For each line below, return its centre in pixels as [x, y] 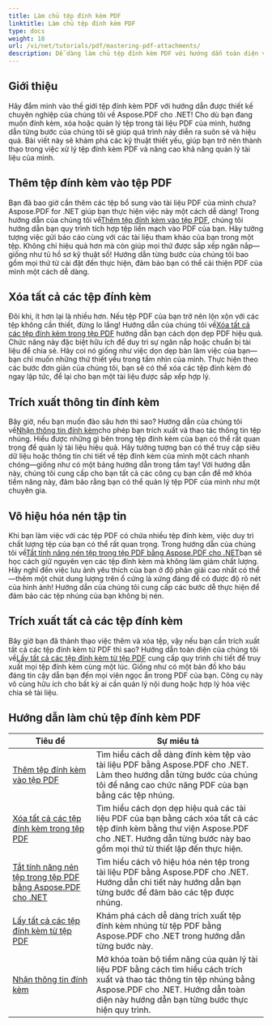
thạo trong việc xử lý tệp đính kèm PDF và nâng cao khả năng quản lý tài [130, 149]
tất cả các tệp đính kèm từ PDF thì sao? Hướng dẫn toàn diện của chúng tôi [134, 649]
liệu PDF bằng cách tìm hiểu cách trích [169, 969]
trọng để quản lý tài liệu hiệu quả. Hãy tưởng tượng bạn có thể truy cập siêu [134, 447]
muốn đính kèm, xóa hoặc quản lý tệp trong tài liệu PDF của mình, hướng [130, 123]
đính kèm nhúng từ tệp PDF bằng [159, 926]
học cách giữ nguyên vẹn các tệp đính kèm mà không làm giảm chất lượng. [134, 562]
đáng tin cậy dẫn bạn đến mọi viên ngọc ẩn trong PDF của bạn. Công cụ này [136, 675]
